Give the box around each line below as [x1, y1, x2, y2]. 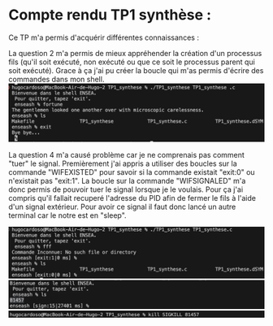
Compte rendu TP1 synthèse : [8, 6, 212, 24]
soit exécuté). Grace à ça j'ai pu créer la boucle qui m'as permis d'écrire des [8, 65, 264, 75]
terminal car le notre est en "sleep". [8, 211, 128, 220]
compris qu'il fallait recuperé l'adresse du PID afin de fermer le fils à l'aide [8, 193, 256, 203]
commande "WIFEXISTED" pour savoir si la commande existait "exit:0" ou [8, 167, 255, 177]
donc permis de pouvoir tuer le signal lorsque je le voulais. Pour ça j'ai [8, 185, 244, 194]
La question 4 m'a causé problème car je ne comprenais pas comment [8, 150, 245, 160]
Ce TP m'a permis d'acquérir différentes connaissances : [8, 33, 199, 42]
